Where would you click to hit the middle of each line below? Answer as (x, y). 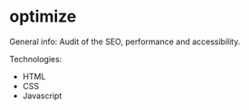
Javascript (42, 96)
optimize (43, 17)
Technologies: (36, 59)
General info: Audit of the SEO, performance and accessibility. (125, 41)
